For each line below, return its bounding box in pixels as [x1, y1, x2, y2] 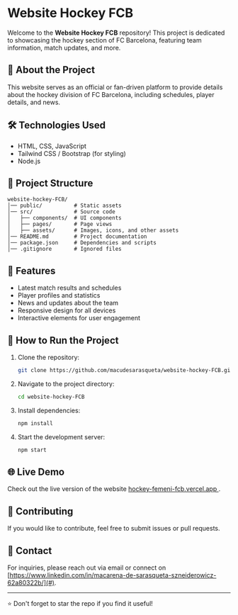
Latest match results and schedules [17, 283, 122, 292]
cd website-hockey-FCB [17, 393, 85, 400]
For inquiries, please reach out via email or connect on [7, 563, 166, 572]
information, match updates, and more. [7, 43, 121, 52]
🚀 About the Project [7, 64, 96, 76]
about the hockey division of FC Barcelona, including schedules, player [7, 90, 215, 98]
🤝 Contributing [7, 505, 74, 517]
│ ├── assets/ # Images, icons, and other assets [7, 227, 179, 235]
